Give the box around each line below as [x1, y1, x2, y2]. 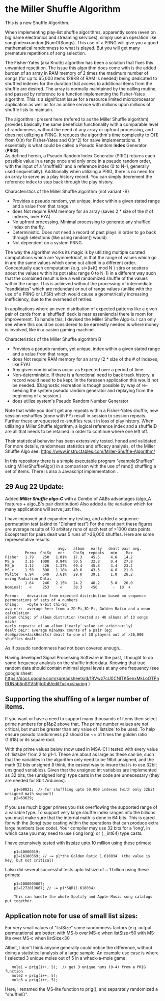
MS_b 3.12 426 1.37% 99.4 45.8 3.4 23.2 [5, 563, 133, 568]
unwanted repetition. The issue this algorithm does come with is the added [5, 65, 156, 71]
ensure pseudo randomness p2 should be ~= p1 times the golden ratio [5, 731, 147, 737]
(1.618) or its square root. [5, 736, 55, 742]
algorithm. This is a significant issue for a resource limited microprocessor [5, 96, 155, 102]
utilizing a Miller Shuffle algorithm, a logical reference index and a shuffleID [5, 423, 157, 429]
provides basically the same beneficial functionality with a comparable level [5, 121, 158, 127]
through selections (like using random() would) [12, 235, 107, 240]
